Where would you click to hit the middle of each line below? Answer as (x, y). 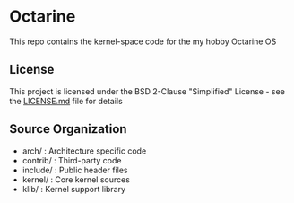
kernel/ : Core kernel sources (76, 179)
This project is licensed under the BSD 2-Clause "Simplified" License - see (147, 91)
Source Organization (68, 129)
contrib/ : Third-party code (72, 160)
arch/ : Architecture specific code (84, 151)
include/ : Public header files (75, 170)
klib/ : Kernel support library (74, 189)
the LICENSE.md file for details (66, 101)
